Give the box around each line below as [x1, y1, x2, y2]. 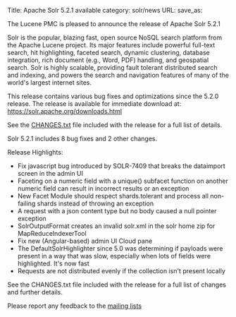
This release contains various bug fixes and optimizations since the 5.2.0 [7, 92, 219, 100]
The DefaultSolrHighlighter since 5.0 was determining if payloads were [17, 244, 223, 253]
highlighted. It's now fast [17, 259, 89, 268]
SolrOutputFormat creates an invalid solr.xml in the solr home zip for [17, 222, 216, 230]
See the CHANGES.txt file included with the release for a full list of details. [7, 121, 223, 129]
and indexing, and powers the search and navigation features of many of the [7, 71, 229, 79]
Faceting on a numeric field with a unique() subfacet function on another [17, 177, 229, 185]
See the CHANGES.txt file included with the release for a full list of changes [7, 280, 227, 289]
